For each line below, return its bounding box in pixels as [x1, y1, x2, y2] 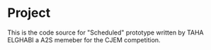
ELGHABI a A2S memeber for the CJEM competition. [7, 35, 161, 44]
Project [7, 5, 51, 21]
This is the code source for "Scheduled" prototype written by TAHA [7, 28, 204, 37]
